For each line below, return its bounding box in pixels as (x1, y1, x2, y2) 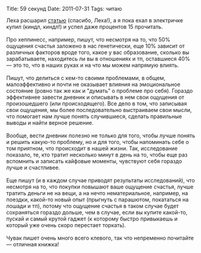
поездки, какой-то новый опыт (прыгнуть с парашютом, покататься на (6, 196, 189, 203)
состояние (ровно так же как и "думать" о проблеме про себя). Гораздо (6, 87, 193, 94)
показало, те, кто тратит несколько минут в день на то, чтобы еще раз (6, 151, 188, 158)
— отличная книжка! (6, 241, 59, 248)
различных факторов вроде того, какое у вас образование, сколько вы (6, 49, 190, 56)
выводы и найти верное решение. (6, 119, 94, 126)
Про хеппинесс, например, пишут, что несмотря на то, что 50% (6, 36, 170, 43)
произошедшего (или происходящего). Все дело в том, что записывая (6, 100, 187, 107)
